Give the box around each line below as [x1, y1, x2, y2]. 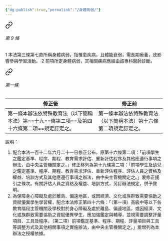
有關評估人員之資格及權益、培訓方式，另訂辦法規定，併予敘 [34, 181, 157, 187]
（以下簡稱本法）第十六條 [98, 118, 158, 125]
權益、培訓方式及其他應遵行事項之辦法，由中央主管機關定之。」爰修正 [12, 174, 155, 180]
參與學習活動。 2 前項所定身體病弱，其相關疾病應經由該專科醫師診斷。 [9, 58, 155, 64]
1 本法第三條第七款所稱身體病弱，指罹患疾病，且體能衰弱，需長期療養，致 [5, 51, 157, 57]
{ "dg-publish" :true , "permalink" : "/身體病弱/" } [5, 7, 101, 12]
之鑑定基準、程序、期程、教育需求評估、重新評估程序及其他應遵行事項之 [12, 156, 161, 162]
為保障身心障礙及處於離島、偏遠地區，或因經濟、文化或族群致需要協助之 [12, 193, 161, 199]
